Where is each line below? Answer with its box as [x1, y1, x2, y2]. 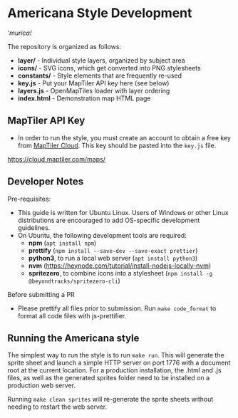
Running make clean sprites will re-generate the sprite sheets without [7, 395, 214, 404]
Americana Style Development [7, 5, 192, 21]
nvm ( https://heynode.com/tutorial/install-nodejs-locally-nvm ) [28, 261, 212, 270]
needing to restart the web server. [7, 402, 108, 411]
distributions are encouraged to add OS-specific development [17, 216, 200, 224]
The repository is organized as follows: [7, 42, 122, 51]
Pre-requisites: [7, 194, 51, 203]
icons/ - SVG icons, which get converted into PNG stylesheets [17, 63, 201, 72]
